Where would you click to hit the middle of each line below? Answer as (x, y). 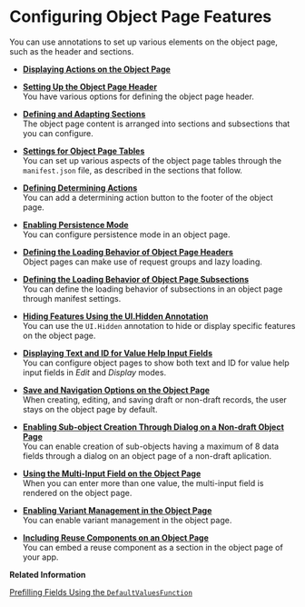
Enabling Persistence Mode (75, 224)
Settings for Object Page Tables (84, 151)
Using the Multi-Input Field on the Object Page (112, 473)
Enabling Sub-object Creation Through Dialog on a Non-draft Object (153, 427)
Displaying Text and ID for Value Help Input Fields (118, 353)
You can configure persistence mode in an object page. (126, 234)
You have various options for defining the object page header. (138, 96)
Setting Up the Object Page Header (89, 86)
